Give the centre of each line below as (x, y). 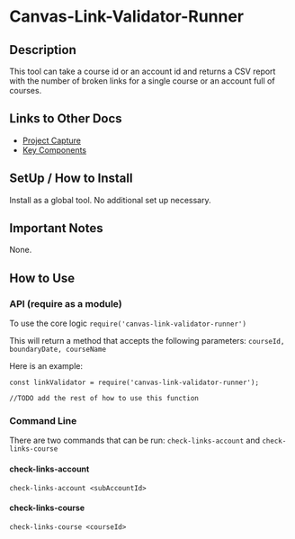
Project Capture (51, 140)
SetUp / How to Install (71, 179)
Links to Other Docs (66, 119)
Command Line (43, 421)
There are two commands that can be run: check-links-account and (135, 440)
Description (43, 50)
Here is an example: (46, 366)
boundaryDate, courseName (58, 350)
